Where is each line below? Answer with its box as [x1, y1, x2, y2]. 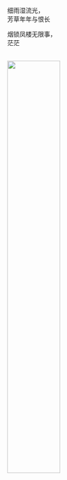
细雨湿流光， [7, 6, 44, 14]
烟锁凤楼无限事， [7, 30, 57, 38]
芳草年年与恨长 [7, 15, 50, 23]
